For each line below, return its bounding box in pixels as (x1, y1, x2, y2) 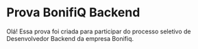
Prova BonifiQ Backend (6, 5, 140, 20)
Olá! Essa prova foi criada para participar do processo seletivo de (6, 27, 191, 35)
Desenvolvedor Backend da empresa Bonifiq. (6, 34, 134, 42)
